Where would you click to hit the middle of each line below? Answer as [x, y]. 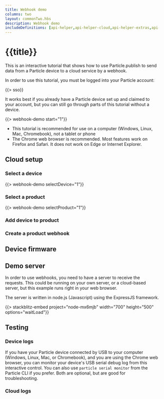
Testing [17, 328]
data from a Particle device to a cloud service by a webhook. [66, 71]
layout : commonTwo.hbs [28, 19]
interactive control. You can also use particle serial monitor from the [76, 368]
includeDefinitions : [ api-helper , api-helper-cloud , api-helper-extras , [78, 28]
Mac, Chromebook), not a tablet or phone [54, 134]
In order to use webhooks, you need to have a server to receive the [72, 278]
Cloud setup [24, 160]
